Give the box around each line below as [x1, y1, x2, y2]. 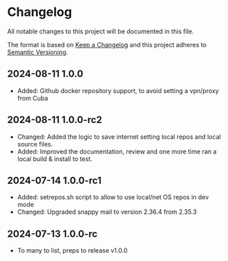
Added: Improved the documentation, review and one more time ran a [17, 147, 217, 155]
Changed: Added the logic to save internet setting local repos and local [17, 133, 221, 141]
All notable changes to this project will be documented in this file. [7, 27, 195, 35]
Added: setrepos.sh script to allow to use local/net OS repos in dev [17, 193, 209, 201]
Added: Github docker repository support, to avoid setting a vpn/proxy [17, 86, 219, 94]
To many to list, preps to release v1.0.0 [17, 246, 128, 255]
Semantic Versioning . [7, 48, 68, 56]
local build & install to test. [17, 154, 92, 163]
